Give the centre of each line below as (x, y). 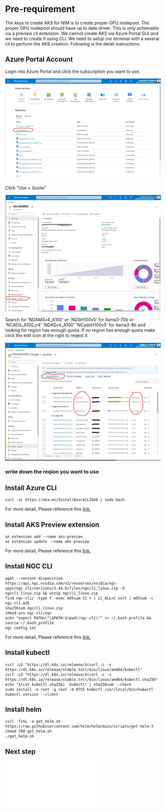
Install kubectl (27, 653)
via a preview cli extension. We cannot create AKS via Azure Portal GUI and (82, 33)
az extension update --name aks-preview (47, 542)
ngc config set (21, 628)
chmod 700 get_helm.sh (28, 731)
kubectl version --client (32, 694)
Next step (21, 751)
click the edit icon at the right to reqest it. (47, 335)
